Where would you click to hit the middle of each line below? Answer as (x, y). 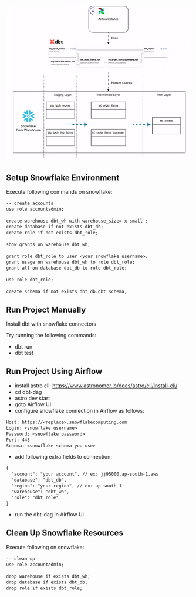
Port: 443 (18, 440)
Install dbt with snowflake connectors (51, 324)
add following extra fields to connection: (63, 456)
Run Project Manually (46, 309)
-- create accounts (30, 203)
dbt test (24, 353)
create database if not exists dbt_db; (55, 227)
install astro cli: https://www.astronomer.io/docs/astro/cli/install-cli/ (96, 386)
